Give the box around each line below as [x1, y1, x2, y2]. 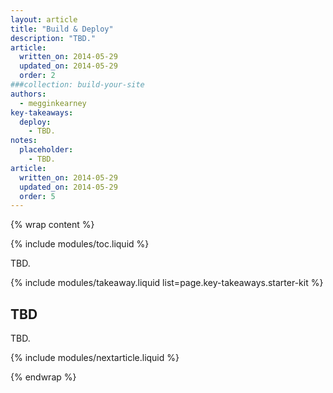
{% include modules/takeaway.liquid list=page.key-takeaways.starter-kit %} [10, 277, 324, 289]
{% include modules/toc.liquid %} [10, 238, 150, 250]
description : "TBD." [10, 33, 97, 43]
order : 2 [19, 71, 56, 81]
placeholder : [19, 145, 74, 155]
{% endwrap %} [10, 371, 77, 383]
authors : [10, 89, 47, 99]
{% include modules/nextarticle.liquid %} [10, 352, 180, 364]
